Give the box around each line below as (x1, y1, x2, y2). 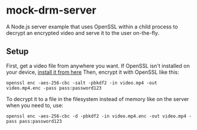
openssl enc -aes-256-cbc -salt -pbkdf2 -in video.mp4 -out (6, 80, 158, 86)
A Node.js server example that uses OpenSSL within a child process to (6, 23, 179, 30)
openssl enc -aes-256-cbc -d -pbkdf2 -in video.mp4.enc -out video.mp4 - (6, 113, 192, 119)
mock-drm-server (6, 4, 96, 17)
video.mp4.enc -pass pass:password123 (6, 85, 102, 91)
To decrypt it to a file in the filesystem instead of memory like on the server (6, 95, 189, 102)
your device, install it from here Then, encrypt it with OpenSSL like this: (6, 69, 179, 76)
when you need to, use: (6, 102, 64, 109)
